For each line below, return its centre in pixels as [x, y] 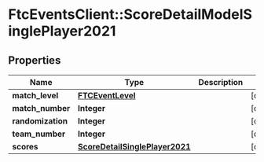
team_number [39, 134]
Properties [35, 60]
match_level [35, 96]
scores [25, 147]
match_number [41, 108]
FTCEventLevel [106, 96]
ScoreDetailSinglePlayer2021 [134, 147]
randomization [40, 121]
